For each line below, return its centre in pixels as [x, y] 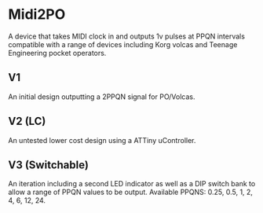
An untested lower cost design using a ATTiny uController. [102, 140]
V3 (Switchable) [48, 165]
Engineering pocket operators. [57, 53]
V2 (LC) [27, 121]
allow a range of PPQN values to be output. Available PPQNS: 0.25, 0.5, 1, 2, [131, 192]
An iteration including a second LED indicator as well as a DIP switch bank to [132, 184]
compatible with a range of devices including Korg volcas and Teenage [123, 44]
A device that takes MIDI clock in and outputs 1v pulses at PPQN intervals [127, 36]
